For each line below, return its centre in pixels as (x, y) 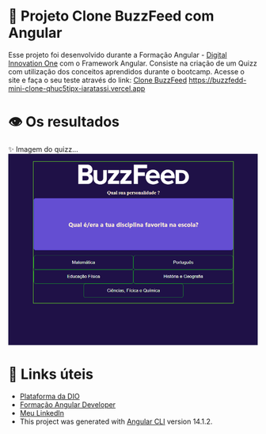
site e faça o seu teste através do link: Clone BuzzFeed (98, 80)
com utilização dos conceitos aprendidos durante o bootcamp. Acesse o (127, 71)
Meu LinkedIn (42, 413)
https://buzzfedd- (218, 80)
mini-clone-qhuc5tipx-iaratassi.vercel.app (77, 88)
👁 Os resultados (64, 122)
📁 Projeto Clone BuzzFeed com (111, 16)
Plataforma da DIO (50, 396)
